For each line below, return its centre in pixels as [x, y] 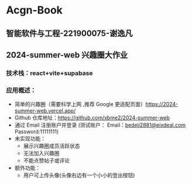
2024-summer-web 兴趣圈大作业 [67, 55]
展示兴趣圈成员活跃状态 [52, 146]
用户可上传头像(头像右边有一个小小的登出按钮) [79, 175]
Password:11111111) [37, 132]
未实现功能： [30, 139]
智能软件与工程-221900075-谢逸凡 [69, 33]
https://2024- [162, 104]
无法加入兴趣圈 [41, 154]
